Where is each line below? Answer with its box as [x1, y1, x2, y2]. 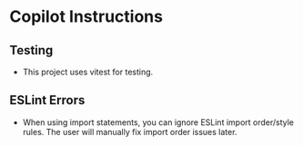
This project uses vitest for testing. [22, 66, 154, 77]
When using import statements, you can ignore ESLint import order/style [22, 116, 294, 128]
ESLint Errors [9, 92, 86, 108]
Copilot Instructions [9, 6, 164, 27]
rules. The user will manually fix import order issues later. [22, 126, 237, 137]
